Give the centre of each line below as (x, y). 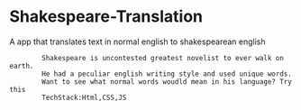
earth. (22, 66)
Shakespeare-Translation (106, 17)
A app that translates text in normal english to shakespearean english (137, 41)
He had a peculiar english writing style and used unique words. (167, 74)
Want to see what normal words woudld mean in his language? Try (167, 82)
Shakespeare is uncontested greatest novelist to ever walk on (163, 58)
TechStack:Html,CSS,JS (84, 97)
